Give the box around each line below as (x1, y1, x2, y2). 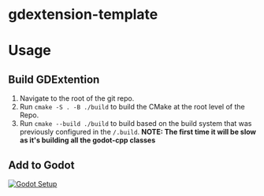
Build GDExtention (8, 72, 100, 86)
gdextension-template (8, 6, 158, 24)
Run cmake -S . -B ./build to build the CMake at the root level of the (19, 102, 246, 112)
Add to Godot (8, 158, 75, 172)
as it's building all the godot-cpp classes (19, 135, 156, 145)
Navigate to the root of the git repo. (19, 94, 135, 103)
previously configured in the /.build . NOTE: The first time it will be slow (19, 128, 256, 137)
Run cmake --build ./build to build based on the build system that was (19, 119, 252, 128)
